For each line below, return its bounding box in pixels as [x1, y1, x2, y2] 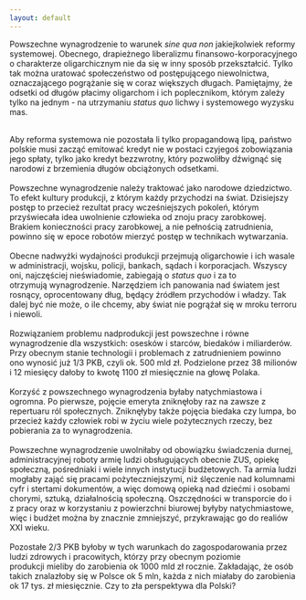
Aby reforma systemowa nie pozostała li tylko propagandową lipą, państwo [9, 133, 292, 144]
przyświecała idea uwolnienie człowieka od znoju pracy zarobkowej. [9, 211, 267, 222]
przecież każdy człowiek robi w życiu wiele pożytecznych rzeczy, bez [9, 415, 273, 426]
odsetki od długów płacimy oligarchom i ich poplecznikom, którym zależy [9, 87, 285, 98]
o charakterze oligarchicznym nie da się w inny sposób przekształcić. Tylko [9, 58, 294, 68]
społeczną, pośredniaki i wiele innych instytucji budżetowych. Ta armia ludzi [9, 463, 297, 475]
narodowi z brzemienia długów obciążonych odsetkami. [9, 163, 219, 174]
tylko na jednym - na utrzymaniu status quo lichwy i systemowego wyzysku [9, 97, 295, 108]
